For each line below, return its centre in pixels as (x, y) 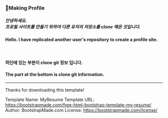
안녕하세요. (16, 20)
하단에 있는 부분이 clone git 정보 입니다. (44, 63)
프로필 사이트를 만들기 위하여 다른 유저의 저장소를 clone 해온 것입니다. (73, 26)
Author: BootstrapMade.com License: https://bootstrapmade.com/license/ (81, 110)
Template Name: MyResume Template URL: (50, 100)
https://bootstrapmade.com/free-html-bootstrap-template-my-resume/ (78, 105)
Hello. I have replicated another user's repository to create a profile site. (81, 39)
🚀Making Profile (25, 8)
